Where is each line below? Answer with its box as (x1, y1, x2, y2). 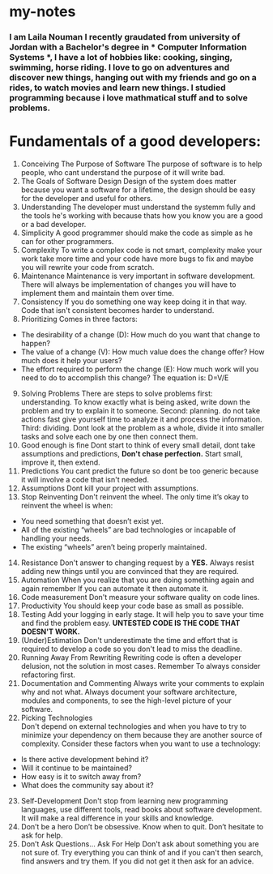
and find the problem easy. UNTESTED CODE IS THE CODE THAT (20, 619, 241, 628)
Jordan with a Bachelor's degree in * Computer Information (9, 41, 248, 53)
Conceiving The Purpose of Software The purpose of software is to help (20, 159, 262, 169)
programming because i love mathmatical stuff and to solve (9, 92, 248, 104)
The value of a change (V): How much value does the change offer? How (20, 347, 265, 357)
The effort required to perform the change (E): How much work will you (20, 364, 259, 375)
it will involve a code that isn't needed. (20, 475, 149, 485)
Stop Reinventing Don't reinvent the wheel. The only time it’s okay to (20, 492, 250, 502)
